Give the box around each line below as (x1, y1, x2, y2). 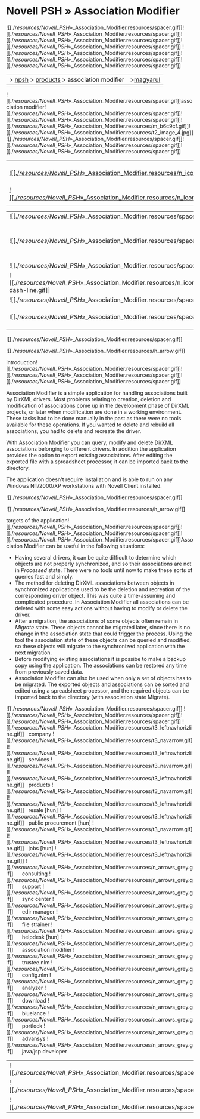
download (21, 997, 46, 1004)
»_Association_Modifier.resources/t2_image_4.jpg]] (68, 128, 193, 136)
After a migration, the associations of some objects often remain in (14, 617, 179, 625)
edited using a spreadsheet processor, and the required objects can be (14, 687, 189, 694)
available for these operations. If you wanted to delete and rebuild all (6, 421, 174, 428)
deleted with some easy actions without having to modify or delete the (14, 604, 187, 611)
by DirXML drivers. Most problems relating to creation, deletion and (6, 395, 171, 402)
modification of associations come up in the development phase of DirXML (6, 402, 190, 409)
